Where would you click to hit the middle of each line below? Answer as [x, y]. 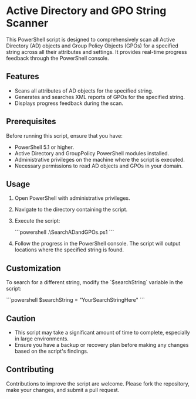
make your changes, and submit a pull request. [63, 390]
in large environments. [42, 339]
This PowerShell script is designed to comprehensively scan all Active [91, 39]
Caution [21, 318]
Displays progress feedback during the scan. [69, 103]
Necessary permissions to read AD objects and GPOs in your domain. [99, 166]
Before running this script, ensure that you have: [65, 135]
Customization [34, 268]
